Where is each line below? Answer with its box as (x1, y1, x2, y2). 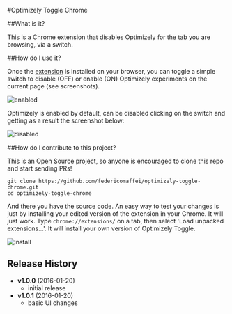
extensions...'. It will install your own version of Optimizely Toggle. (7, 224, 196, 233)
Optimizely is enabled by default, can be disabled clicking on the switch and (7, 109, 226, 117)
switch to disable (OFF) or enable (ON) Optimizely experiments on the (7, 74, 208, 83)
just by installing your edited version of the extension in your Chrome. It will (7, 210, 224, 218)
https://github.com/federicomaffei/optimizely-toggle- (38, 178, 201, 185)
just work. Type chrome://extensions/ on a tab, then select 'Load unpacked (7, 217, 224, 225)
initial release (27, 283, 66, 292)
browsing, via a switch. (7, 40, 73, 48)
